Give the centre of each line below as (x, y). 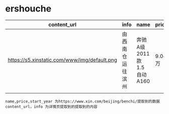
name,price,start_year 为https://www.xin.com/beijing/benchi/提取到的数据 (82, 101)
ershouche (28, 9)
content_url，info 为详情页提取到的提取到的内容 (51, 106)
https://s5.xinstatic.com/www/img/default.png (62, 59)
